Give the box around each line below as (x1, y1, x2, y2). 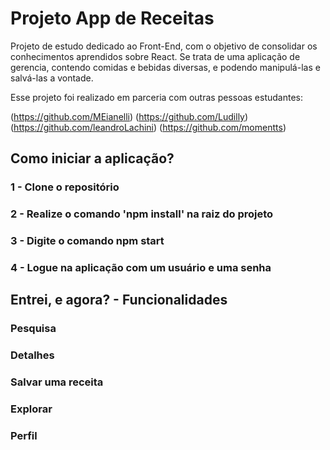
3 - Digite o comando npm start (10, 234, 165, 248)
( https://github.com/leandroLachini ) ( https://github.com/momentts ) (10, 121, 287, 133)
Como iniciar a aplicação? (10, 150, 175, 167)
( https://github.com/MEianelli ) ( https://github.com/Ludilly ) (10, 110, 249, 122)
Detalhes (10, 348, 55, 362)
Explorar (10, 402, 53, 416)
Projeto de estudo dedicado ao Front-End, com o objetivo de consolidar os (10, 40, 318, 52)
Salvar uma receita (10, 375, 104, 389)
